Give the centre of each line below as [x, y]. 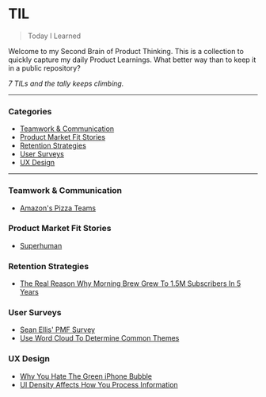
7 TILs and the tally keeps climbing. [66, 83]
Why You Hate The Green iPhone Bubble [86, 376]
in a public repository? [44, 67]
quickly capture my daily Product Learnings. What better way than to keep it [132, 60]
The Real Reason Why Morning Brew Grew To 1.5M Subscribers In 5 [130, 283]
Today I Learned [54, 36]
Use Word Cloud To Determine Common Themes [99, 338]
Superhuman [41, 245]
